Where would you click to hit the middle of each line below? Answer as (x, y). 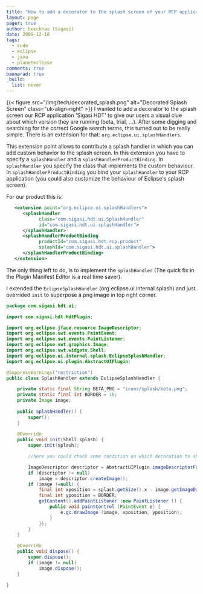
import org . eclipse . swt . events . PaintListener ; (66, 339)
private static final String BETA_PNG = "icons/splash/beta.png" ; (102, 389)
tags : (13, 40)
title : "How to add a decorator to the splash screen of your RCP (92, 12)
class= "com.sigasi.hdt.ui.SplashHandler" (92, 219)
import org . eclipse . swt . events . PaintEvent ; (62, 333)
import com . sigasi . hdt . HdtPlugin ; (50, 317)
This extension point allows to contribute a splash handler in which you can (100, 146)
